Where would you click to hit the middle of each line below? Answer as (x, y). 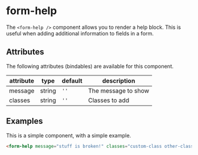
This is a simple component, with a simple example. (69, 135)
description (119, 81)
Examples (24, 121)
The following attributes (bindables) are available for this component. (90, 66)
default (72, 81)
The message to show (119, 91)
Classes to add (109, 100)
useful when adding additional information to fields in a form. (80, 33)
